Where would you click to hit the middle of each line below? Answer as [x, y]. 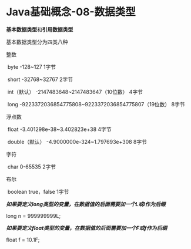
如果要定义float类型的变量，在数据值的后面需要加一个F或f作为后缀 [87, 228]
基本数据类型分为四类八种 [37, 42]
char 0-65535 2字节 [32, 166]
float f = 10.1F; [23, 240]
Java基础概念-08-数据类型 [71, 12]
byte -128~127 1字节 [32, 67]
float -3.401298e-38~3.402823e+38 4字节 [59, 129]
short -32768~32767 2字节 [40, 79]
